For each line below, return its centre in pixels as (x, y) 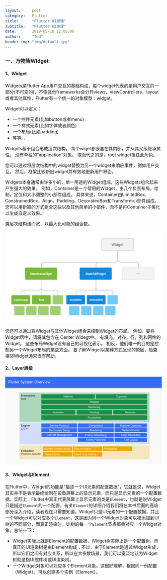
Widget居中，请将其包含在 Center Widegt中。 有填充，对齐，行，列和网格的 (83, 337)
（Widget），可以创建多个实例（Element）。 (56, 572)
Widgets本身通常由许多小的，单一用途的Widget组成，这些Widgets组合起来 (82, 182)
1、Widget (16, 74)
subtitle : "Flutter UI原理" (36, 26)
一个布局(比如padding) (35, 132)
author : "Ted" (24, 37)
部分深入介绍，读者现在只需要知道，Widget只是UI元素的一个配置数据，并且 (82, 511)
